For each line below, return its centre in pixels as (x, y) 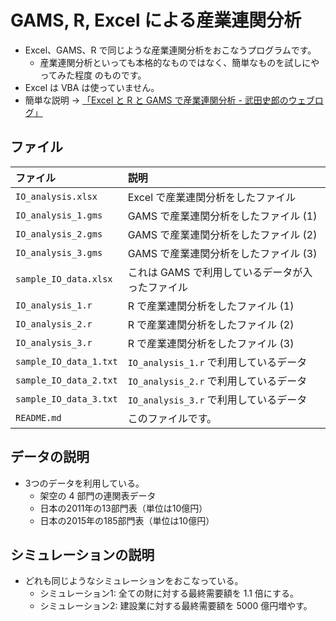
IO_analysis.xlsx (56, 196)
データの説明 (50, 457)
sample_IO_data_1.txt (66, 361)
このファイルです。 (172, 418)
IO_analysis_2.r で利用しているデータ (217, 381)
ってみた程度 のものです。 (93, 75)
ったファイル (157, 287)
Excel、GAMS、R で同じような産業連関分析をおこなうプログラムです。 (170, 50)
